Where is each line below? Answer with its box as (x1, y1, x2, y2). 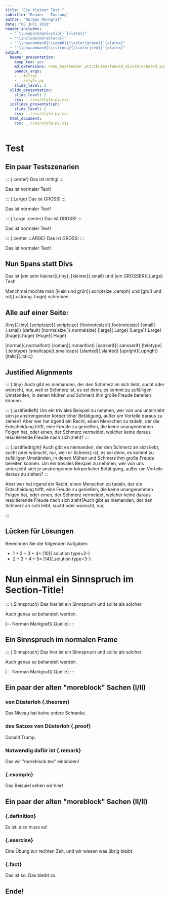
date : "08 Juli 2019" (5, 21, 51, 27)
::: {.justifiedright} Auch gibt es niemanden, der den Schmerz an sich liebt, (5, 444, 160, 451)
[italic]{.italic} (5, 353, 33, 359)
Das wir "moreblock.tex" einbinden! (5, 758, 79, 764)
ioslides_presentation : (10, 102, 60, 107)
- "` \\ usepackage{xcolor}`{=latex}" (10, 31, 87, 36)
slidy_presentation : (10, 87, 53, 93)
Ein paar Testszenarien (5, 163, 79, 171)
